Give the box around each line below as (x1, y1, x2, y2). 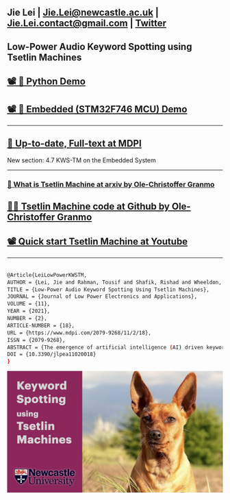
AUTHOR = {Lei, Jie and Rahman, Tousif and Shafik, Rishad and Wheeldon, (7, 279, 222, 286)
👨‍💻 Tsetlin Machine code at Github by (7, 201, 170, 212)
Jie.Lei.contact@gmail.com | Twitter (7, 18, 166, 29)
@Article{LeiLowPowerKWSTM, (7, 271, 88, 278)
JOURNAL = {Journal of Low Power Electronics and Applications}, (7, 293, 197, 300)
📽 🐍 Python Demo (7, 76, 86, 88)
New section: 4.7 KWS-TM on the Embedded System (7, 155, 156, 164)
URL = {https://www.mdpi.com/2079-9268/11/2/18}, (7, 329, 152, 336)
